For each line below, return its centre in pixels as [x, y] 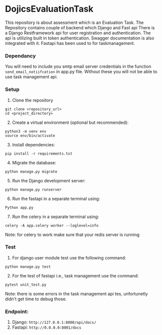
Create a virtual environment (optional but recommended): [70, 122]
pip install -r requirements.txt [39, 154]
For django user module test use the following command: [69, 257]
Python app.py [19, 207]
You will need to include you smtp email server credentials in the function [78, 66]
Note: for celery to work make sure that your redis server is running [72, 235]
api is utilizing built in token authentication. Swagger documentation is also [80, 38]
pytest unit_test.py [26, 285]
